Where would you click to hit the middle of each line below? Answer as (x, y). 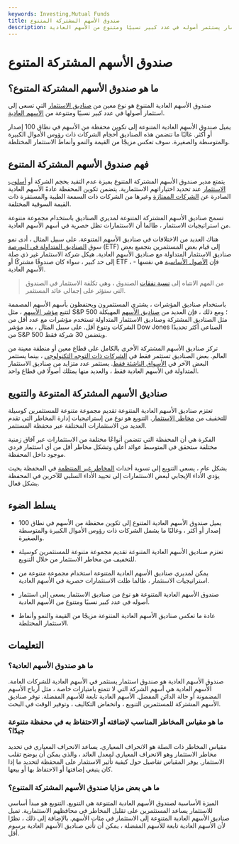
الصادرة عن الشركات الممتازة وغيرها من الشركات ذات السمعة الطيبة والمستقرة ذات (119, 197)
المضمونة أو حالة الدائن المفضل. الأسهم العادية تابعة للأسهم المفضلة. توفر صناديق (115, 696)
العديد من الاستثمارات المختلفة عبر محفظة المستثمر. (78, 426)
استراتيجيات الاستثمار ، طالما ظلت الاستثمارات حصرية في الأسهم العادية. (114, 580)
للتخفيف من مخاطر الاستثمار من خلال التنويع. (77, 559)
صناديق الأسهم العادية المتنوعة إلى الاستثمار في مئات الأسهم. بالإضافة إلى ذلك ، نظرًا (119, 818)
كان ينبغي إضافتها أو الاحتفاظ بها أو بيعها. (60, 769)
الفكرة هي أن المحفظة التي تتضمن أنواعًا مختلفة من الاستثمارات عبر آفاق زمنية (112, 439)
